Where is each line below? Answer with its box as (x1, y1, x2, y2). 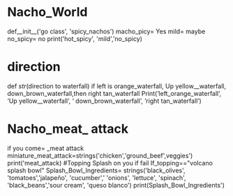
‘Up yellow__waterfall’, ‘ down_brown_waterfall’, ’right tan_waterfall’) (7, 97, 202, 105)
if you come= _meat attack (7, 144, 84, 152)
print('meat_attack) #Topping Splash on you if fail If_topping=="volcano (7, 158, 213, 167)
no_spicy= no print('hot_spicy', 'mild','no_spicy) (7, 34, 143, 42)
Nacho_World (7, 4, 88, 20)
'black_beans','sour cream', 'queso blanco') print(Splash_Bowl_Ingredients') (7, 181, 225, 189)
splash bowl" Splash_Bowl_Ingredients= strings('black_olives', (7, 166, 186, 174)
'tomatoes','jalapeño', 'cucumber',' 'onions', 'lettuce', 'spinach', (7, 173, 186, 181)
